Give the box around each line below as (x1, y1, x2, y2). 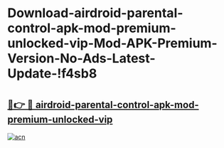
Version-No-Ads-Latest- (7, 51, 156, 67)
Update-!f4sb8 (7, 65, 97, 82)
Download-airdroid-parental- (7, 5, 183, 21)
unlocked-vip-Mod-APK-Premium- (7, 36, 218, 51)
